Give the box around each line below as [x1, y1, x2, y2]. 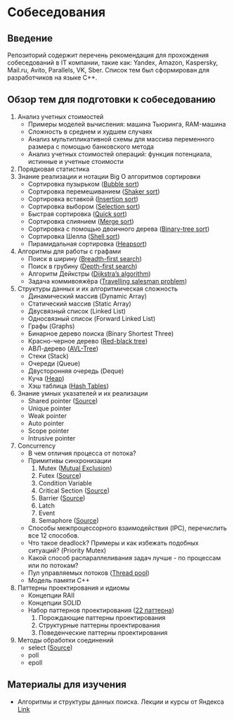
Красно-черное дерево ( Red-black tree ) [27, 336, 148, 345]
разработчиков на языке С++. [7, 73, 98, 82]
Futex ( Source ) [38, 471, 82, 479]
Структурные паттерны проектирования [38, 621, 160, 629]
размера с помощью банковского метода [27, 142, 155, 151]
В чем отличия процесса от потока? [27, 448, 136, 457]
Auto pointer [27, 419, 65, 427]
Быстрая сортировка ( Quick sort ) [27, 209, 128, 218]
